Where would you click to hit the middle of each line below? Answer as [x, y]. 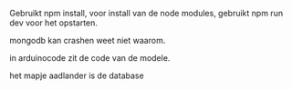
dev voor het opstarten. [54, 23]
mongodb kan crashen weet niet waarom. [88, 40]
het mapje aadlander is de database [77, 75]
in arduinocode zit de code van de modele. [90, 58]
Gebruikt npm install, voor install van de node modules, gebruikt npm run [146, 13]
